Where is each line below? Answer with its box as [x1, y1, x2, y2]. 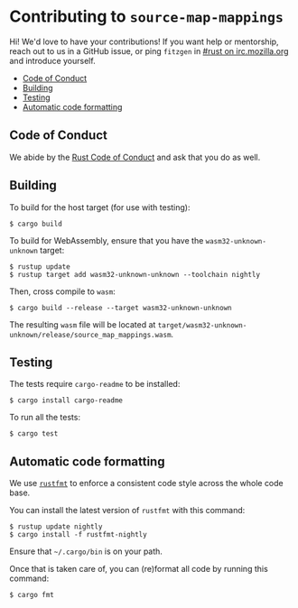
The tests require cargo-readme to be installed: [9, 379, 181, 390]
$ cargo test [9, 429, 59, 438]
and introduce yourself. [9, 55, 97, 66]
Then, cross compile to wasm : [9, 286, 116, 297]
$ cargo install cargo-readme [9, 396, 124, 405]
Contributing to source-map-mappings [9, 6, 284, 27]
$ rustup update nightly [9, 522, 103, 531]
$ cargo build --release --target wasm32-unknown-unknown [9, 303, 232, 312]
